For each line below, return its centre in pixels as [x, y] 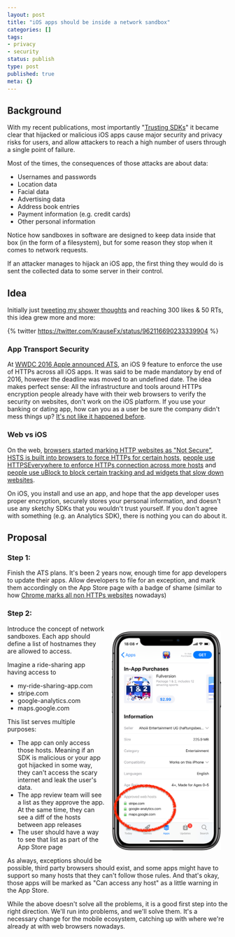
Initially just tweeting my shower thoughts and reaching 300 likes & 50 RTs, [115, 310]
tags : [15, 37]
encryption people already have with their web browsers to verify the [107, 394]
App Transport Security [48, 349]
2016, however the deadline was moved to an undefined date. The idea [109, 379]
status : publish [31, 60]
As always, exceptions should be [55, 860]
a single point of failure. [41, 150]
